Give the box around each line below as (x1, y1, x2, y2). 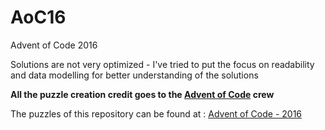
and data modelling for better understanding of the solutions (10, 69, 259, 81)
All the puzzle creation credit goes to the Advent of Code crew (10, 88, 275, 100)
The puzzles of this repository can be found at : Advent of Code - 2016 (10, 107, 303, 120)
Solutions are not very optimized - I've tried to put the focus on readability (10, 58, 315, 70)
